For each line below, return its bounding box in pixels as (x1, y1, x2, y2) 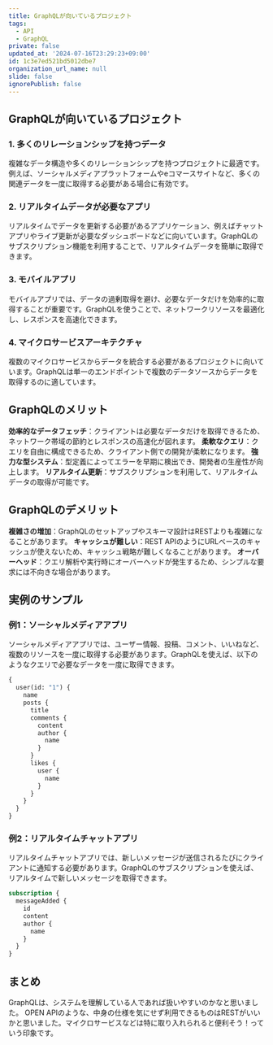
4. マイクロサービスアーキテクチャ (8, 337, 143, 348)
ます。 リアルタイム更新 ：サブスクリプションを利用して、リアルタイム (22, 467, 258, 477)
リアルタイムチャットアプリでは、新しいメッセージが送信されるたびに (8, 853, 244, 863)
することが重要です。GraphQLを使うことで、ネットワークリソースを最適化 (15, 304, 265, 314)
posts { (23, 699, 49, 708)
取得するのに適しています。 (8, 377, 101, 387)
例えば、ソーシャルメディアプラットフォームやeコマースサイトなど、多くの (8, 168, 261, 179)
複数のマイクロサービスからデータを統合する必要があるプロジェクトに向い (8, 357, 258, 367)
